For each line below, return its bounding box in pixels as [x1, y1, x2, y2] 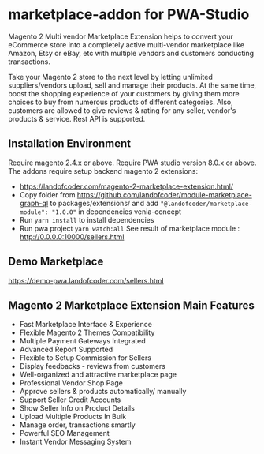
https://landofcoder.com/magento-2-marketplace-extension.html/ [19, 182, 234, 191]
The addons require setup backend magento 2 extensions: [8, 166, 199, 175]
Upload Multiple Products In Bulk [19, 412, 127, 422]
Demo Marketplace [8, 255, 104, 268]
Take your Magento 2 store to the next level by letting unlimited [8, 72, 213, 81]
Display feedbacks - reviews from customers [19, 362, 166, 371]
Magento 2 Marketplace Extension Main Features [8, 298, 255, 312]
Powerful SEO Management [19, 429, 110, 438]
